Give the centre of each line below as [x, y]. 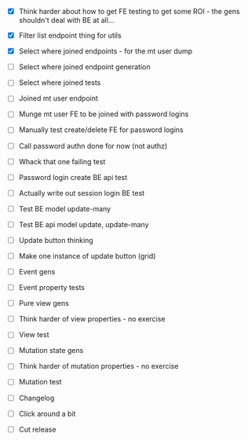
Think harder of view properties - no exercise [92, 319]
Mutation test [40, 382]
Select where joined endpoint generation [84, 67]
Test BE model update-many [65, 208]
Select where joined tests [60, 83]
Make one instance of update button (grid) [87, 255]
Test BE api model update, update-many [84, 224]
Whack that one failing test [62, 161]
